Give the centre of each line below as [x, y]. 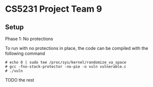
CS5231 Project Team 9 [54, 9]
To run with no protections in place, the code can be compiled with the [77, 48]
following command [25, 53]
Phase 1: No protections [29, 39]
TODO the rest [20, 80]
